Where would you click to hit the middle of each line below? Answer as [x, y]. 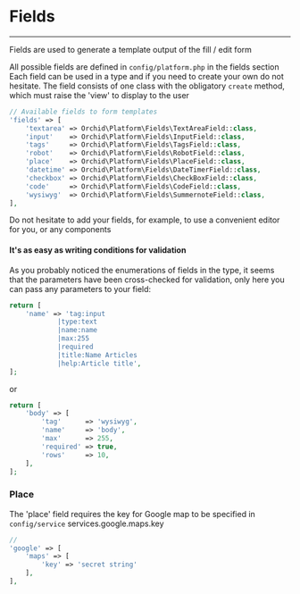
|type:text [77, 322]
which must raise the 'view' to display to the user [100, 95]
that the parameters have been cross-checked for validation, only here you [147, 280]
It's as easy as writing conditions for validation [98, 250]
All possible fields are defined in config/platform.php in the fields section [144, 67]
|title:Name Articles [97, 355]
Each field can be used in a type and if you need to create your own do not [146, 76]
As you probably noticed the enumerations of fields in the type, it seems [142, 270]
